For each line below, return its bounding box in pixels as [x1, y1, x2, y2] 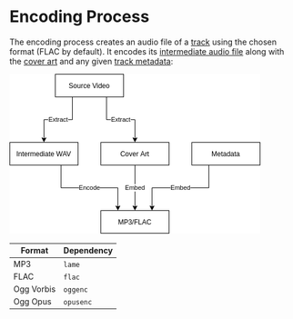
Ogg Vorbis [13, 284, 56, 294]
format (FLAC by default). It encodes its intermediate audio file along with [9, 45, 285, 56]
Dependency [63, 245, 114, 256]
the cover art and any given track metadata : [9, 55, 174, 66]
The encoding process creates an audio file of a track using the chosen [9, 36, 278, 47]
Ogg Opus [13, 296, 52, 307]
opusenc [63, 298, 93, 307]
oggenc [63, 285, 88, 294]
